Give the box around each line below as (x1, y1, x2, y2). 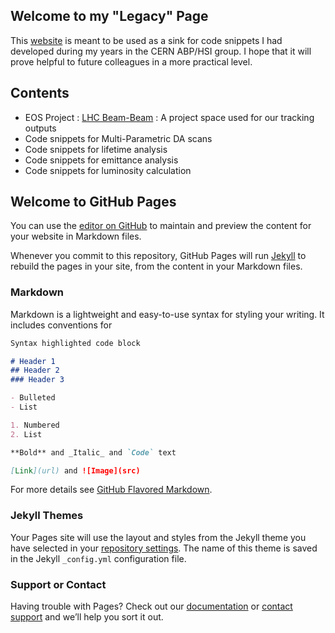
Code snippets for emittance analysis (24, 154, 179, 166)
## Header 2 (10, 365, 60, 376)
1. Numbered (10, 420, 60, 430)
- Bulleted (10, 393, 56, 403)
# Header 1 (10, 356, 56, 366)
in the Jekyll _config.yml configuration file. (10, 552, 187, 564)
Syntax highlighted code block (10, 338, 141, 348)
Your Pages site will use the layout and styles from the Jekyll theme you (10, 531, 307, 543)
